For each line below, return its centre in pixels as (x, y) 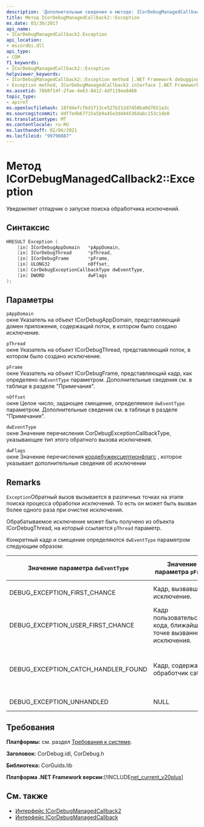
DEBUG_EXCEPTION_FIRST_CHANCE (63, 593)
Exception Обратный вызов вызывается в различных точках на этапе (95, 497)
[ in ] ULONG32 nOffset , (64, 265)
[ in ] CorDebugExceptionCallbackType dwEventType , (81, 270)
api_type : (19, 52)
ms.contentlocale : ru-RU (38, 125)
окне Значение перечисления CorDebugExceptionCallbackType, (89, 433)
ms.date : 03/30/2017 (32, 23)
